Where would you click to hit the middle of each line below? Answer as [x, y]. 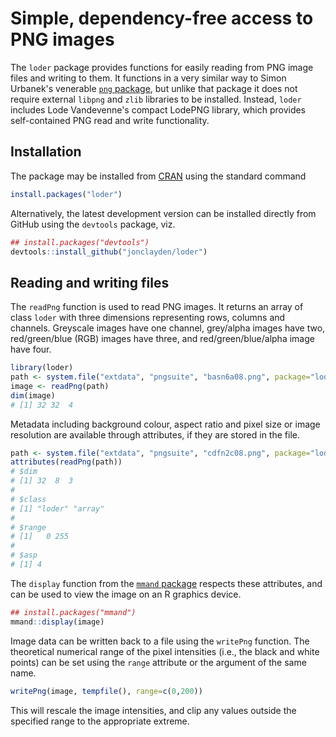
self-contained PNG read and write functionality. [110, 120]
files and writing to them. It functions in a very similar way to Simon [148, 78]
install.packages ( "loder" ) [66, 194]
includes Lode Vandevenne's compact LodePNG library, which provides [158, 109]
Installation [46, 152]
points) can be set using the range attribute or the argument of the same [158, 662]
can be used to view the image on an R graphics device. [126, 594]
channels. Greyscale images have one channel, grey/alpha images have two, [168, 328]
